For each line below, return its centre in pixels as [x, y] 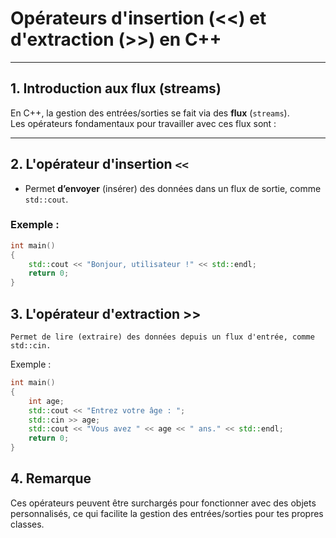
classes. [27, 524]
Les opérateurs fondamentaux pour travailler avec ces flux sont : [143, 123]
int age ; [46, 401]
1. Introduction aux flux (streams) [116, 88]
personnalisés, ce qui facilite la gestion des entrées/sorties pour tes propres [167, 513]
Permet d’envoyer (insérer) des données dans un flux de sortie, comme [173, 188]
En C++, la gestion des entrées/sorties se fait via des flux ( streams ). [150, 113]
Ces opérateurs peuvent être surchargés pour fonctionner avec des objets [163, 503]
